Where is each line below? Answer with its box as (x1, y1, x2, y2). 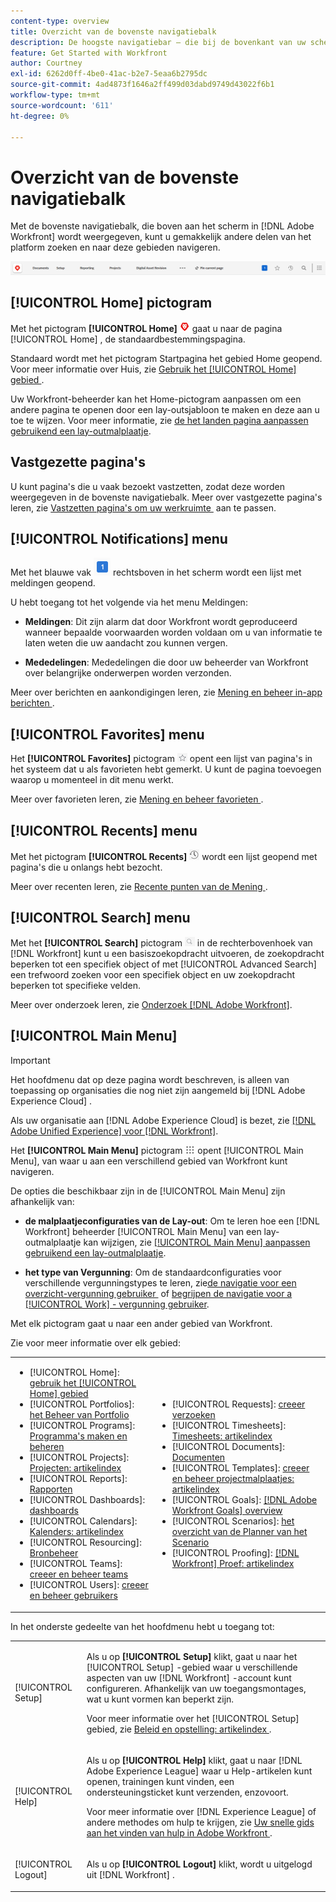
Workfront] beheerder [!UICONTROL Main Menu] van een (24, 1225, 262, 1237)
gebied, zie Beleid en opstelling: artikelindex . (86, 1723, 272, 1735)
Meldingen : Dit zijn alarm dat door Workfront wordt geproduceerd (24, 616, 298, 628)
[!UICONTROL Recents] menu (10, 822, 198, 839)
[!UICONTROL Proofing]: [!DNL (171, 1547, 300, 1559)
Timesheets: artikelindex (171, 1430, 273, 1442)
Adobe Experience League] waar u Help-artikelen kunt (86, 1765, 313, 1777)
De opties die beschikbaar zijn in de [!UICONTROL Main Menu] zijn (10, 1185, 286, 1197)
